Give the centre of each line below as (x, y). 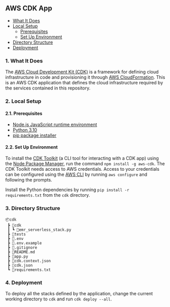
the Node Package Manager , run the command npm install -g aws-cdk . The (85, 164)
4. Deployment (24, 283)
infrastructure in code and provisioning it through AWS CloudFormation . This (85, 77)
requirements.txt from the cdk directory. (48, 195)
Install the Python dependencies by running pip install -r (67, 190)
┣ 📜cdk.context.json (29, 261)
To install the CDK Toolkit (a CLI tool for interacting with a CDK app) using (82, 158)
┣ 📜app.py (18, 256)
